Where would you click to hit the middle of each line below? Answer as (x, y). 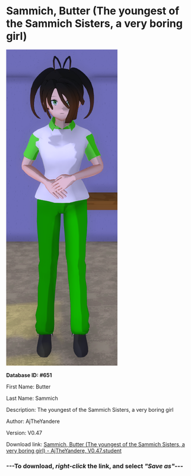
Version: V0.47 (24, 433)
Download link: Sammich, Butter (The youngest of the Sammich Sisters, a (95, 444)
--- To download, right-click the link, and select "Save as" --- (95, 466)
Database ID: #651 (29, 375)
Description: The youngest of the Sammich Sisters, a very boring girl (90, 409)
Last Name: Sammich (32, 398)
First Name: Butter (28, 386)
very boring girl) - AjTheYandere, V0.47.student (64, 450)
